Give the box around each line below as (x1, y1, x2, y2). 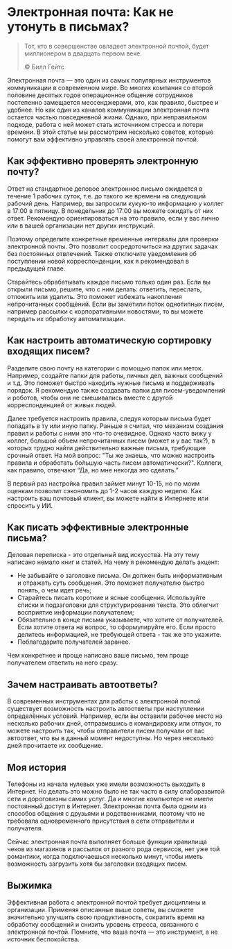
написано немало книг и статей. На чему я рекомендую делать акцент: (7, 558, 220, 566)
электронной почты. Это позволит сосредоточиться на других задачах (7, 242, 218, 250)
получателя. (7, 824, 44, 832)
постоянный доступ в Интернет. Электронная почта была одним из (7, 802, 206, 810)
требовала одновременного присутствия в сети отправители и (7, 817, 195, 825)
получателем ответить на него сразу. (7, 658, 118, 667)
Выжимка (7, 880, 53, 891)
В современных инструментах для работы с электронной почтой (7, 697, 201, 706)
